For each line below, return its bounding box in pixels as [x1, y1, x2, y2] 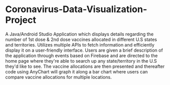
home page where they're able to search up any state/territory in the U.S [5, 58, 157, 64]
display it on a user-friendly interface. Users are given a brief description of [5, 47, 163, 53]
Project [5, 14, 37, 26]
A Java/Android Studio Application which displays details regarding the [5, 31, 154, 37]
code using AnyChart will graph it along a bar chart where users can [5, 68, 148, 74]
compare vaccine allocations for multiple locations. [5, 74, 112, 80]
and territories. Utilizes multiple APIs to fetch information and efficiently [5, 41, 155, 48]
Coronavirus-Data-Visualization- [5, 4, 147, 15]
